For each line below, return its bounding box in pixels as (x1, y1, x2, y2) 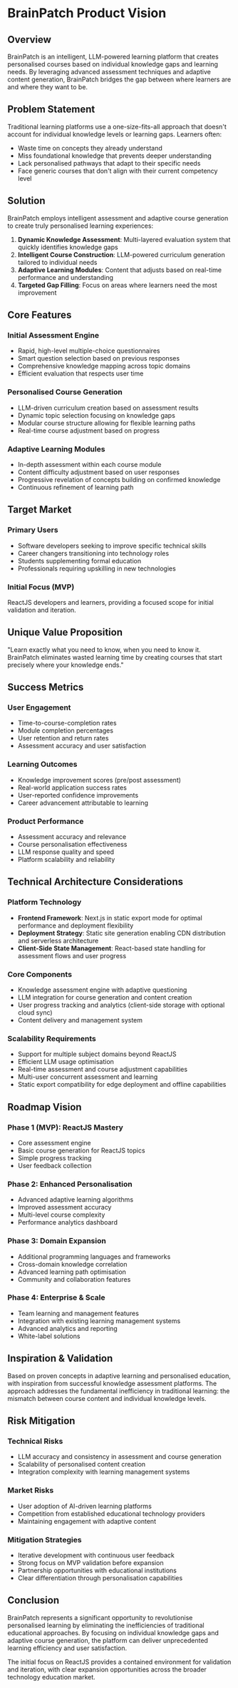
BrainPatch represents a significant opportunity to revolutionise (7, 1613, 193, 1622)
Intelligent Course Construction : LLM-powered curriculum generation (17, 250, 226, 258)
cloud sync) (17, 1008, 53, 1017)
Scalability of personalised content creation (17, 1460, 146, 1469)
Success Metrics (7, 681, 84, 693)
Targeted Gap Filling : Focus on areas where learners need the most (17, 281, 217, 289)
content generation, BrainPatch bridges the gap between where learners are (7, 75, 232, 84)
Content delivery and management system (17, 1015, 143, 1024)
